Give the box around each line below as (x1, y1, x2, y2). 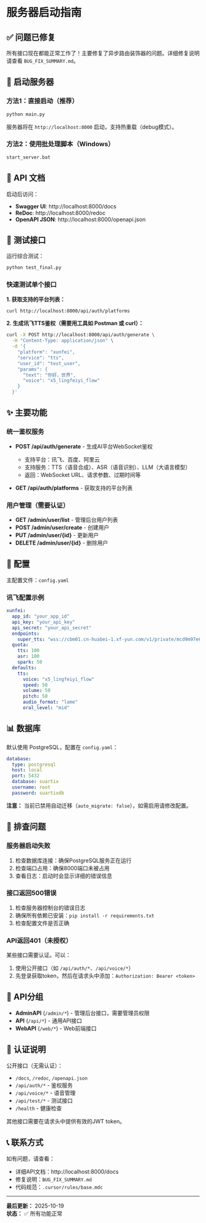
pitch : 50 (22, 693, 48, 699)
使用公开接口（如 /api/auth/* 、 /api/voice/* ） (15, 964, 134, 972)
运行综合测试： (6, 253, 44, 260)
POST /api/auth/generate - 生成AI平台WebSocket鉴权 (15, 442, 153, 450)
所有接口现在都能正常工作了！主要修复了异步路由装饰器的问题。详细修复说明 (6, 50, 200, 57)
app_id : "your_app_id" (12, 613, 70, 619)
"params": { (17, 366, 48, 372)
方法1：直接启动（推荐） (6, 96, 78, 105)
